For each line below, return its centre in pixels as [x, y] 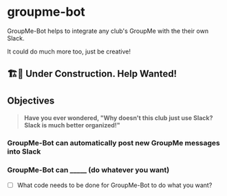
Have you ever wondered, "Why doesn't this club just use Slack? [118, 118]
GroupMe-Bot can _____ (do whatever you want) [88, 170]
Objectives [31, 100]
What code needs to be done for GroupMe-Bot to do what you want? [115, 185]
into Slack [24, 151]
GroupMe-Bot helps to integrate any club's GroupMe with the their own [108, 31]
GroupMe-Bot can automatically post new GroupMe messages [113, 143]
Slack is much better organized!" [72, 125]
